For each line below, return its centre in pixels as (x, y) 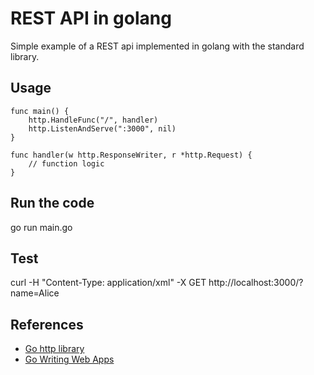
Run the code (52, 203)
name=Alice (35, 293)
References (47, 324)
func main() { (40, 111)
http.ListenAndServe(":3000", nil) (102, 128)
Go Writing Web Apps (69, 359)
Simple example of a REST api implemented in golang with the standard (157, 46)
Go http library (54, 349)
